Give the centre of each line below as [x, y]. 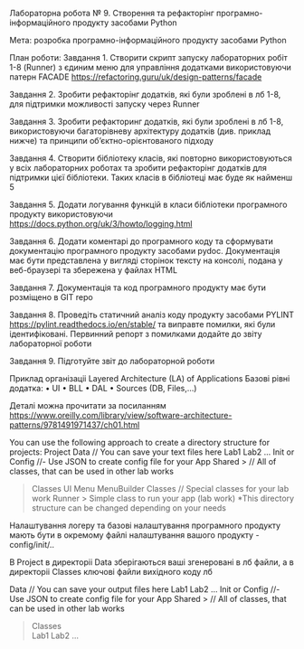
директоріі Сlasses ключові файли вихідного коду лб [111, 572]
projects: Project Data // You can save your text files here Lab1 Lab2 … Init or [152, 452]
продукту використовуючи [61, 214]
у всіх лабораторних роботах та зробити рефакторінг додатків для [138, 168]
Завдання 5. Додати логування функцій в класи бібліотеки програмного [148, 204]
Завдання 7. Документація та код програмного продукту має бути [138, 287]
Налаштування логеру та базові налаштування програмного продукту [145, 525]
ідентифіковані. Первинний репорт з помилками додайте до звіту [136, 334]
